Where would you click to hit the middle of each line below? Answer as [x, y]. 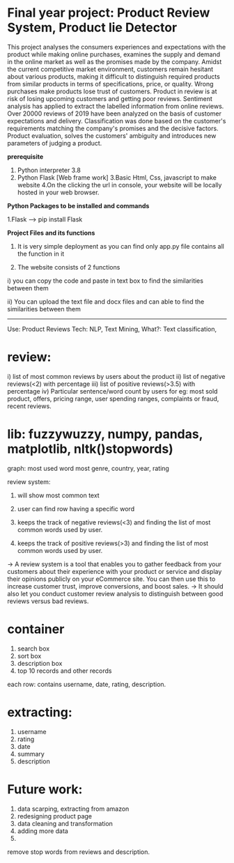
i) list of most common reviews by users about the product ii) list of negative [116, 376]
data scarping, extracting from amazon [73, 809]
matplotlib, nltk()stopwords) [91, 449]
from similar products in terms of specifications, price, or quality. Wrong [110, 84]
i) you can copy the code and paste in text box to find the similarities [106, 281]
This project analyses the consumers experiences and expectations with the [117, 47]
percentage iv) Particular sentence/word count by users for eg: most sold [112, 391]
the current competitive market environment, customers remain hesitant [110, 69]
